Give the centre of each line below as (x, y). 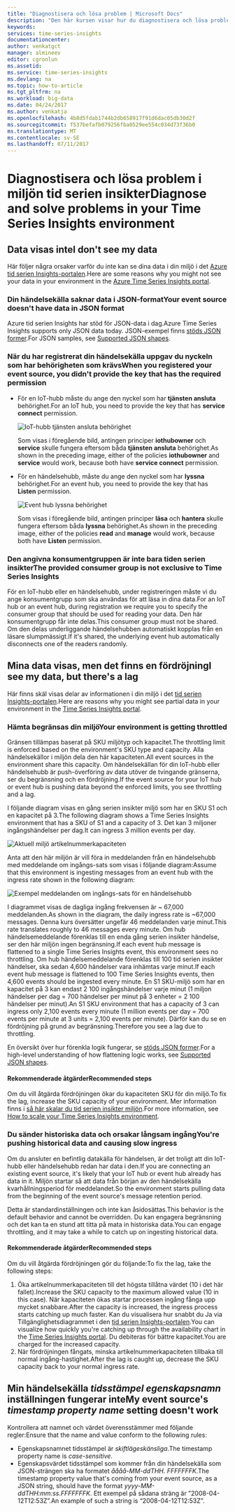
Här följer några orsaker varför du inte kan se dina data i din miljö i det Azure (117, 267)
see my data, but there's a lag (73, 677)
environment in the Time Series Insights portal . (74, 709)
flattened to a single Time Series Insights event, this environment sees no (113, 952)
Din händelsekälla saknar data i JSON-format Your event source (117, 300)
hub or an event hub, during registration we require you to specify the (107, 607)
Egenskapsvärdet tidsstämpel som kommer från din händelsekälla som (119, 1463)
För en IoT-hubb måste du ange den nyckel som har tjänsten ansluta (116, 398)
